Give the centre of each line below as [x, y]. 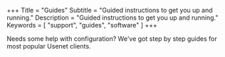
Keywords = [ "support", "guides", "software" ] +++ [82, 25]
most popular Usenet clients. [49, 46]
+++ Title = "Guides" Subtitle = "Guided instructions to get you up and [110, 10]
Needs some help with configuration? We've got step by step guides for [112, 39]
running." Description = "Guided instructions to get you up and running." [112, 18]
